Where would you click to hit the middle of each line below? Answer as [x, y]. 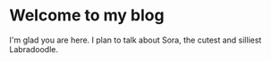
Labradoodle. [34, 49]
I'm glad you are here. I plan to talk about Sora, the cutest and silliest [135, 40]
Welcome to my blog [87, 15]
